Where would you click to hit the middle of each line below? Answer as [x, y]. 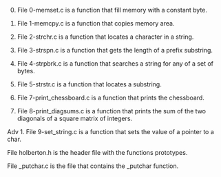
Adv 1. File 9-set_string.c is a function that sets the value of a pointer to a [111, 132]
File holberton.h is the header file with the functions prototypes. [97, 152]
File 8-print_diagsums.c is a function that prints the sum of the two [112, 111]
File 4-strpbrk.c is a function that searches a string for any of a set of [115, 64]
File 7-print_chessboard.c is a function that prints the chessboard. [110, 97]
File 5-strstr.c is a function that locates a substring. [89, 84]
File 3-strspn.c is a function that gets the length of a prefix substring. [115, 50]
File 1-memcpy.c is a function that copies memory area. [96, 23]
